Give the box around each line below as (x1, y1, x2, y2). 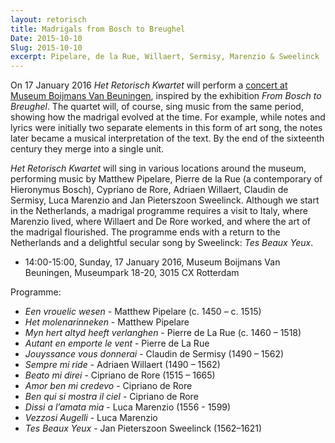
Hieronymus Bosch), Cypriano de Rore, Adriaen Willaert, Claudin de (10, 184, 289, 196)
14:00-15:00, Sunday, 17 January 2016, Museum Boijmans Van (24, 256, 281, 268)
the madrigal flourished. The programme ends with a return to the (10, 226, 281, 238)
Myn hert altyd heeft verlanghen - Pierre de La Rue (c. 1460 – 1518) (24, 327, 302, 339)
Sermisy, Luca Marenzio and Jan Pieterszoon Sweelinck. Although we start (10, 194, 320, 206)
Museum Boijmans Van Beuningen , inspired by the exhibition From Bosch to (10, 90, 322, 102)
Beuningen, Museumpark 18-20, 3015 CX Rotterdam (24, 267, 240, 279)
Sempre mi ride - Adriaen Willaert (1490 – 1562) (24, 359, 221, 371)
